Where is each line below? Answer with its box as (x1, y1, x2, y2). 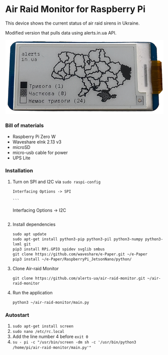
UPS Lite (12, 154, 31, 161)
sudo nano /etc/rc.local (12, 329, 65, 334)
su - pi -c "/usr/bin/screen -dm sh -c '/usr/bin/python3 (12, 340, 136, 345)
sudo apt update (12, 232, 47, 237)
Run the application (12, 289, 53, 295)
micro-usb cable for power (12, 149, 68, 155)
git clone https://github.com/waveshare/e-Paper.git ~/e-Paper (12, 252, 148, 257)
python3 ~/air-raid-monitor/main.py (12, 300, 89, 305)
